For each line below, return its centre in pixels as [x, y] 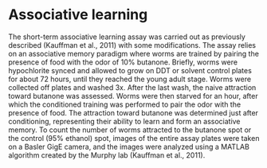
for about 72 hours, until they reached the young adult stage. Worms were [130, 79]
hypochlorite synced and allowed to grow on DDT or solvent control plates [130, 70]
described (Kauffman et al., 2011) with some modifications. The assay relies [132, 45]
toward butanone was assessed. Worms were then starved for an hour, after [133, 96]
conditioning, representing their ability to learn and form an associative [124, 121]
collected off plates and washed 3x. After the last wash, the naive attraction [132, 87]
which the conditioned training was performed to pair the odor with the [125, 104]
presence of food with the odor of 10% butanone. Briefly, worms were [123, 62]
